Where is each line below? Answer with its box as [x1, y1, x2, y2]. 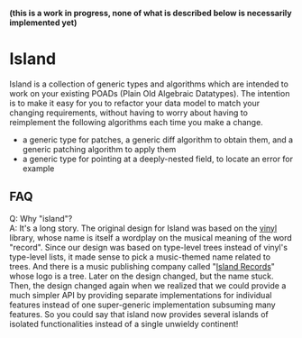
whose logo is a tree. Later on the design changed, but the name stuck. [9, 270, 274, 281]
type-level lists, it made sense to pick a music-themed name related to [9, 251, 271, 262]
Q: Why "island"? [9, 213, 73, 224]
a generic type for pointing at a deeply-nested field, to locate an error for [22, 153, 294, 164]
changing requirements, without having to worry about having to [9, 107, 248, 118]
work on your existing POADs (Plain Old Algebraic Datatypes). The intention [9, 87, 290, 98]
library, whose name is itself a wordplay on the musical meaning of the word [9, 232, 293, 242]
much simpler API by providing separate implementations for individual [9, 289, 272, 300]
